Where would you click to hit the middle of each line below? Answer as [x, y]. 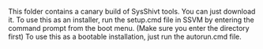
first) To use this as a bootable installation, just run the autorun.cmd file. [125, 36]
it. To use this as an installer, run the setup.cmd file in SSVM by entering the [131, 20]
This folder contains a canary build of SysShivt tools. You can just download [132, 11]
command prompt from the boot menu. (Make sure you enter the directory [129, 28]
